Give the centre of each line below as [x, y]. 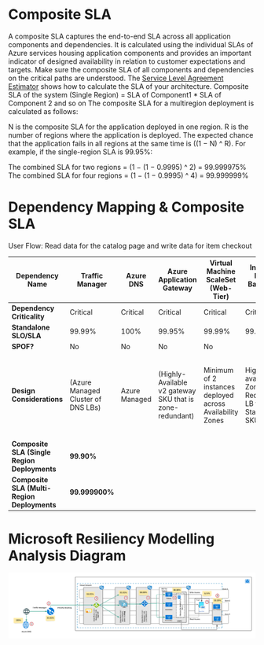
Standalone [31, 327]
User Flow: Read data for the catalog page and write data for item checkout [130, 245]
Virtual [221, 263]
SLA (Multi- [31, 488]
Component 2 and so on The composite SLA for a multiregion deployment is [131, 103]
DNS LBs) [85, 407]
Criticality [28, 316]
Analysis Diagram [67, 555]
